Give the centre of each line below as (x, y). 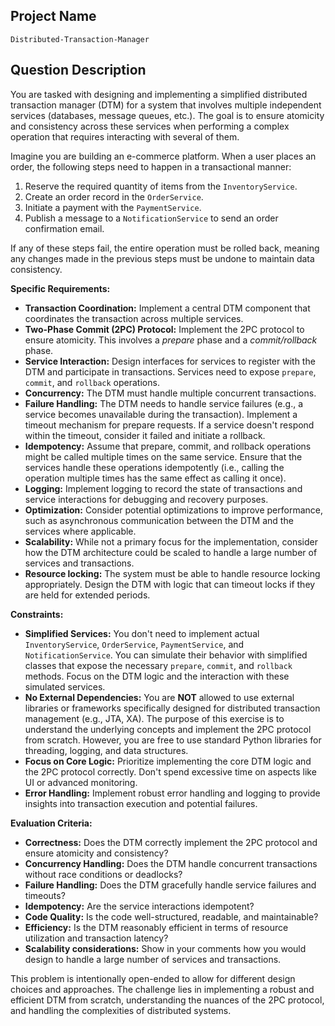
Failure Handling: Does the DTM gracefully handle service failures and (170, 885)
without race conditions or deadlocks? (103, 874)
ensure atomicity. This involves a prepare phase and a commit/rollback (171, 340)
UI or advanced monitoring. (81, 782)
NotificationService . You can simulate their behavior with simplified (166, 655)
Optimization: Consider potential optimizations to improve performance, (173, 510)
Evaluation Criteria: (51, 823)
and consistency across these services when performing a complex (150, 126)
